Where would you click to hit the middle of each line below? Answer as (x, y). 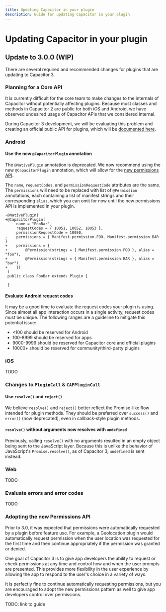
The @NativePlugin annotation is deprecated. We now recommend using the (83, 165)
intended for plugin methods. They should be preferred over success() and (82, 413)
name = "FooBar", (34, 224)
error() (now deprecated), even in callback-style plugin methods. (73, 418)
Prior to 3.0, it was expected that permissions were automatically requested (83, 527)
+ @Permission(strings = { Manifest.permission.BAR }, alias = (80, 259)
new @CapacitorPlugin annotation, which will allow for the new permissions (82, 170)
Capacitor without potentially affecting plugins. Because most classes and (81, 103)
